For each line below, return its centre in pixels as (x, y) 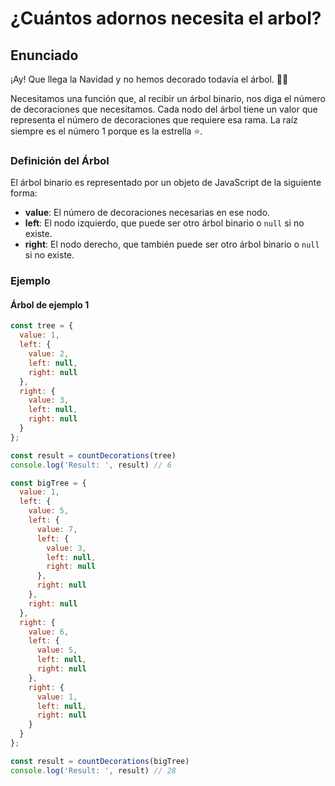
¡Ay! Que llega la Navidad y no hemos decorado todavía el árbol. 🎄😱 (149, 79)
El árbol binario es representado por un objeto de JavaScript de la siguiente (166, 183)
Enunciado (44, 55)
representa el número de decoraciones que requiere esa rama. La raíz (154, 120)
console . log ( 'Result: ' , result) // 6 (91, 465)
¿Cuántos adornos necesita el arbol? (166, 18)
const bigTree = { (48, 483)
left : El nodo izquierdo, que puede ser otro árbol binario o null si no (164, 223)
